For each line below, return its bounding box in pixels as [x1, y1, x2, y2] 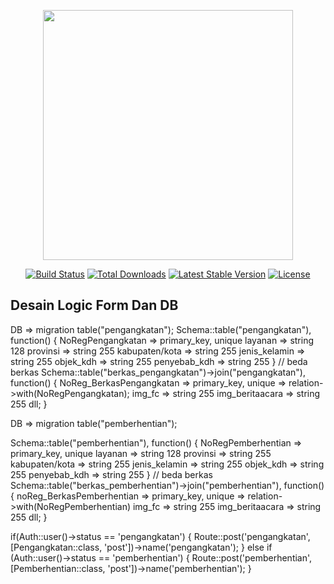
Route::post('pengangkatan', [193, 530, 311, 542]
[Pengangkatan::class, [10, 541, 103, 553]
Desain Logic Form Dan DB [10, 297, 179, 314]
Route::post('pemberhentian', [191, 551, 313, 564]
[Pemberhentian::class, [10, 562, 106, 574]
